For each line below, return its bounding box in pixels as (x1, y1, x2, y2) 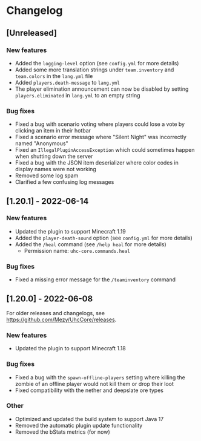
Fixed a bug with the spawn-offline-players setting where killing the (15, 373, 186, 381)
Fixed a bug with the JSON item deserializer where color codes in (15, 159, 179, 166)
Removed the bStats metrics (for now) (15, 428, 110, 436)
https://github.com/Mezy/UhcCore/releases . (6, 316, 117, 323)
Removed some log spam (15, 172, 79, 179)
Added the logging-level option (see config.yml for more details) (15, 59, 179, 67)
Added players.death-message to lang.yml (15, 79, 120, 86)
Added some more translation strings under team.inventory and (15, 66, 174, 73)
